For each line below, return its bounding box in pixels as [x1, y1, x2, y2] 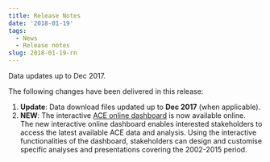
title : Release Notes [8, 11, 81, 20]
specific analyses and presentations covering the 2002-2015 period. [19, 145, 247, 154]
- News [15, 34, 38, 43]
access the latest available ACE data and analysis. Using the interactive [19, 128, 257, 137]
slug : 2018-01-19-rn [8, 49, 78, 57]
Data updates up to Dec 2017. [8, 71, 106, 80]
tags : [8, 26, 27, 34]
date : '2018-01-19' [8, 19, 74, 27]
